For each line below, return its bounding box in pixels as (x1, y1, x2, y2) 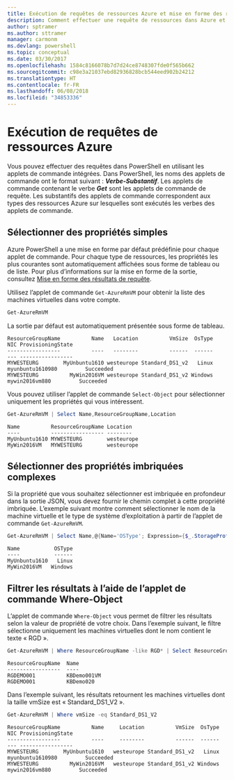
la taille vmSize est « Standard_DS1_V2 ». (7, 697, 125, 706)
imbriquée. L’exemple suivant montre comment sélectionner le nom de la (7, 504, 216, 513)
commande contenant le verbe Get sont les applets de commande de (7, 184, 207, 192)
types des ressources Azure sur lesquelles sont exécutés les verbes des (7, 199, 215, 207)
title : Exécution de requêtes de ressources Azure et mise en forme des (7, 10, 223, 17)
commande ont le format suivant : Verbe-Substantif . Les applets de (7, 177, 203, 185)
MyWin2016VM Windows (7, 564, 73, 571)
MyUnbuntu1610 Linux (7, 557, 73, 564)
